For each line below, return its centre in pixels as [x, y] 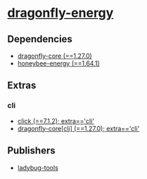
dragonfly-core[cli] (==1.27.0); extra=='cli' [78, 128]
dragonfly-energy [60, 13]
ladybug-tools [38, 168]
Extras [22, 86]
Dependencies [40, 39]
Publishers [31, 150]
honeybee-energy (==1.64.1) [58, 63]
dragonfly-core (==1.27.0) [55, 56]
